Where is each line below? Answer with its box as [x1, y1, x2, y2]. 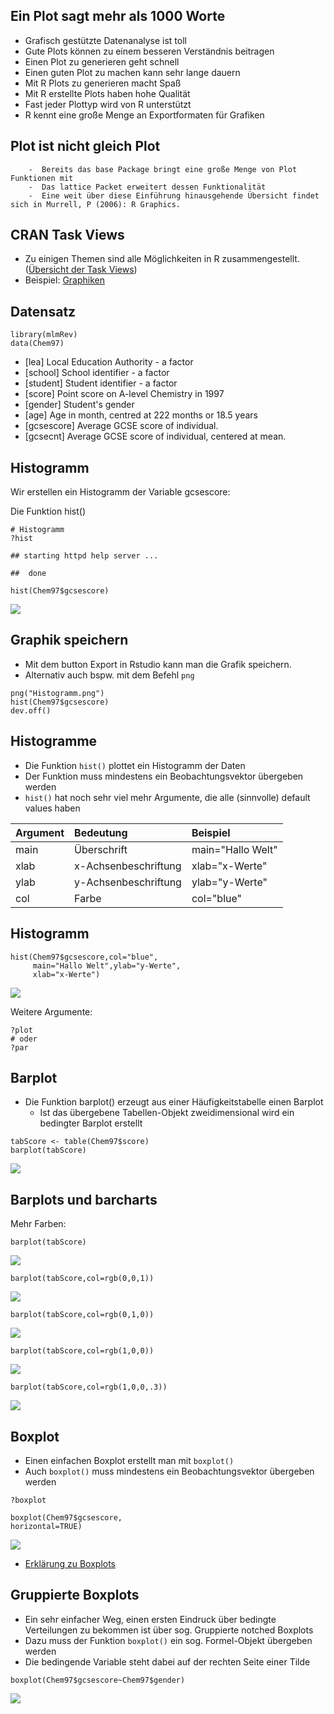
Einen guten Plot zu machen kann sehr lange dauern [24, 66, 241, 78]
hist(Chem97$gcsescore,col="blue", [10, 952, 159, 962]
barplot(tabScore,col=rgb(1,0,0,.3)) [10, 1382, 168, 1393]
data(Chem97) [10, 339, 65, 349]
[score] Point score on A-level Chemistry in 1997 [24, 388, 225, 400]
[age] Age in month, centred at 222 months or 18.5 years [24, 409, 259, 421]
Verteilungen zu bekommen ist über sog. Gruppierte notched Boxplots [24, 1624, 314, 1636]
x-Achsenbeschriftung [74, 859, 182, 873]
